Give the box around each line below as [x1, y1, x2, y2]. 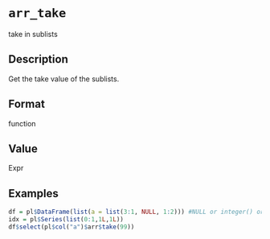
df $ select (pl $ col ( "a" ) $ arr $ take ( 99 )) [8, 223, 135, 231]
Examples [8, 187, 59, 200]
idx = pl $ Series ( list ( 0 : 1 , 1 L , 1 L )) [8, 216, 125, 224]
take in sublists [8, 29, 58, 39]
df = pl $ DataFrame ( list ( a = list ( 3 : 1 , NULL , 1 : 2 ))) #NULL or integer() [8, 208, 254, 216]
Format [8, 97, 46, 111]
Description [8, 52, 68, 66]
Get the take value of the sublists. [8, 74, 120, 84]
